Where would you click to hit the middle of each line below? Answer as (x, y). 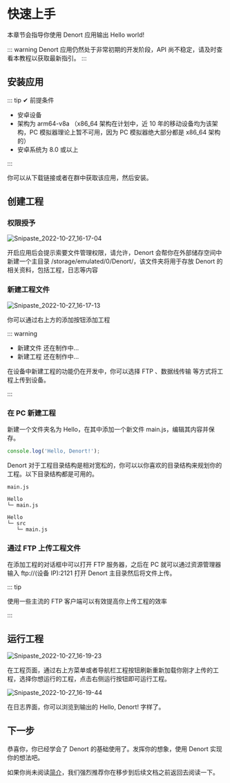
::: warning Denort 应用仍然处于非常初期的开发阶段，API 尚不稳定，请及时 (112, 49)
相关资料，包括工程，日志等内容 (52, 270)
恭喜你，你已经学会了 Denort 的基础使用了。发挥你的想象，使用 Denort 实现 (115, 748)
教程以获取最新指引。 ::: (53, 58)
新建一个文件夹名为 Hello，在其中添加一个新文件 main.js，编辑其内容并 (108, 430)
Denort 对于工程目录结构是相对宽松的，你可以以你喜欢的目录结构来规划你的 (115, 465)
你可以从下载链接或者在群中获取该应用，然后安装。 (80, 177)
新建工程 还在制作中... (48, 356)
